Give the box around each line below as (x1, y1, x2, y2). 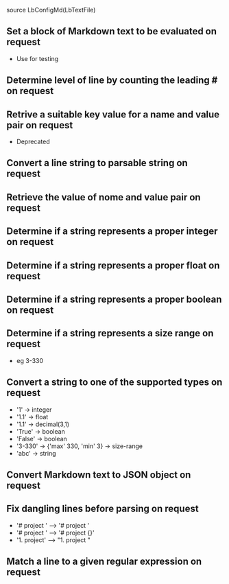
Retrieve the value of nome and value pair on (6, 191, 201, 203)
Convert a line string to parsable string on (6, 157, 188, 169)
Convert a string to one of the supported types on (6, 377, 223, 388)
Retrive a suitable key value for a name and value (6, 108, 220, 120)
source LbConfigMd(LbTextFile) (6, 6, 96, 14)
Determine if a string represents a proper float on (6, 259, 220, 271)
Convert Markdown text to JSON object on (6, 469, 191, 480)
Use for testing (16, 54, 59, 62)
